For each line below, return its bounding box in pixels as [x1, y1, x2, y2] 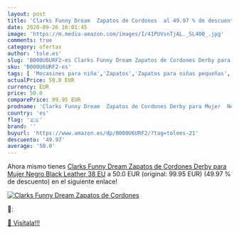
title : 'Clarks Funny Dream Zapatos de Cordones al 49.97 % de [7, 17, 205, 24]
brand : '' [7, 122, 37, 130]
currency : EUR [7, 83, 50, 90]
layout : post [7, 10, 46, 18]
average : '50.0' [7, 143, 55, 150]
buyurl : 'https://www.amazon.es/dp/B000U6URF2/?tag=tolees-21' [7, 129, 199, 137]
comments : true [7, 37, 53, 44]
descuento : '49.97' [7, 136, 65, 143]
